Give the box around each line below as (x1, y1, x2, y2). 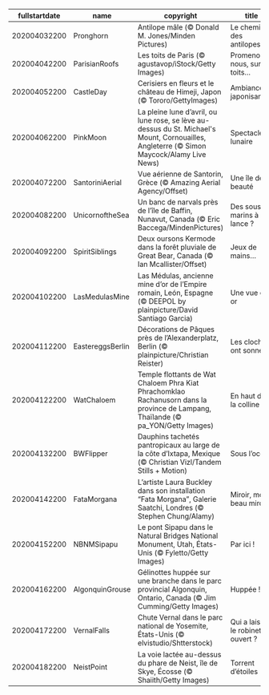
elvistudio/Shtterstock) (137, 638, 214, 648)
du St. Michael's (163, 123, 216, 133)
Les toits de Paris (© (137, 51, 206, 60)
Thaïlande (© (137, 412, 183, 422)
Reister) (137, 358, 164, 368)
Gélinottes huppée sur (137, 568, 211, 577)
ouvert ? (230, 634, 258, 644)
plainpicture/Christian (137, 350, 209, 359)
